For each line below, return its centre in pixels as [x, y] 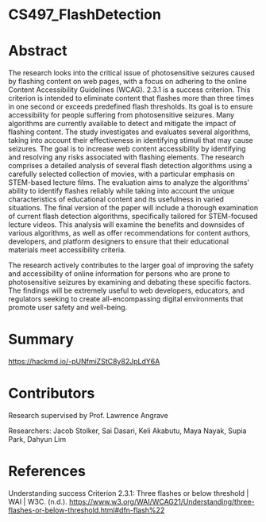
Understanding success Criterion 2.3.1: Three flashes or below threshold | [129, 493]
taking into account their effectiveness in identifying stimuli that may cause [131, 140]
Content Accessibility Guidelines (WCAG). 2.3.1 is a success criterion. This [129, 90]
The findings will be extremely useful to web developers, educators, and [126, 290]
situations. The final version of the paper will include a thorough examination [133, 208]
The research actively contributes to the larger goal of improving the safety [131, 265]
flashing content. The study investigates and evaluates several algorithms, [130, 132]
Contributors [52, 393]
